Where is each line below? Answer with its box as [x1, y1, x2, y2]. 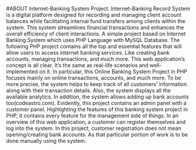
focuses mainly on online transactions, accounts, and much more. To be [6, 74, 181, 81]
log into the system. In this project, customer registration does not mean [6, 125, 182, 132]
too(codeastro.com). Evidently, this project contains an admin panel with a [6, 100, 187, 106]
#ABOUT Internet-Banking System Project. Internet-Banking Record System [6, 5, 191, 12]
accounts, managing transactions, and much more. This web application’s [6, 56, 185, 62]
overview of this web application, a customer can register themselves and [6, 119, 186, 125]
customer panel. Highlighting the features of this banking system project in [6, 106, 188, 113]
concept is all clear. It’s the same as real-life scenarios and [6, 62, 149, 69]
